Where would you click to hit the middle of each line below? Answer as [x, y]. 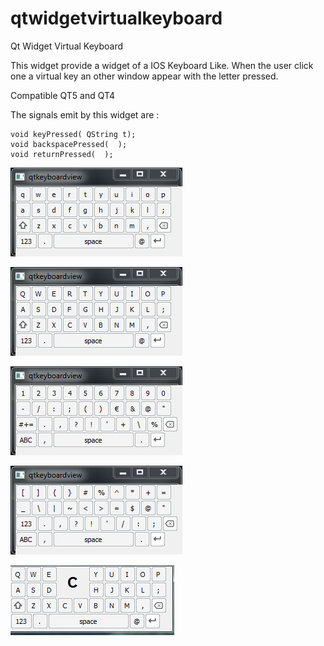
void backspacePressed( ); [69, 144]
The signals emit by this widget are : [85, 114]
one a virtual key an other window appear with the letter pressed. [144, 76]
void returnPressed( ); [62, 154]
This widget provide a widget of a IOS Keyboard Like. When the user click [162, 65]
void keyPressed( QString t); [73, 134]
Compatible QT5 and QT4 [63, 95]
